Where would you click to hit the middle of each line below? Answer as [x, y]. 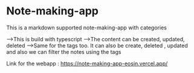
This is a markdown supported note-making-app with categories [87, 28]
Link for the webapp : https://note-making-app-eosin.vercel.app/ [87, 63]
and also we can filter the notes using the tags [64, 51]
